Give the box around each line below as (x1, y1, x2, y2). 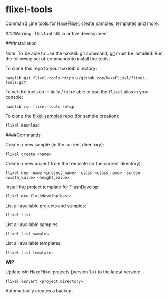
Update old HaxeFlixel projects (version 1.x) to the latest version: (5, 269, 141, 275)
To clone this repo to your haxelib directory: (5, 65, 97, 71)
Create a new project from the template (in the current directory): (5, 160, 142, 166)
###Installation (5, 40, 37, 46)
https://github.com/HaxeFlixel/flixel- (62, 75, 147, 80)
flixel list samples (5, 231, 50, 236)
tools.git (5, 80, 27, 85)
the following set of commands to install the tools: (5, 55, 110, 62)
